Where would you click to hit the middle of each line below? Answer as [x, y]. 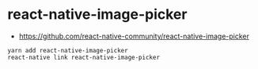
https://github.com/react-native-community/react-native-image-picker [134, 36]
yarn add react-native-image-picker [68, 50]
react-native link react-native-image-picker [83, 57]
